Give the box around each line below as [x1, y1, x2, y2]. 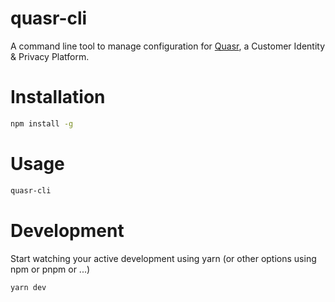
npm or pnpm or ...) [10, 263, 91, 275]
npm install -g [10, 118, 74, 129]
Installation [10, 86, 106, 109]
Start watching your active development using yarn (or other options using [10, 252, 317, 264]
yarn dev [10, 282, 47, 292]
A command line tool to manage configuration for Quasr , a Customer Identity [10, 40, 326, 52]
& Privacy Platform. [10, 50, 90, 62]
